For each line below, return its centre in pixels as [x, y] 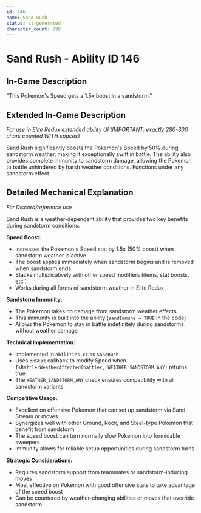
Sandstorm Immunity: [34, 299]
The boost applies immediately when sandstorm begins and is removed [104, 262]
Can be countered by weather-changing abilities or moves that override [104, 498]
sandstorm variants [39, 386]
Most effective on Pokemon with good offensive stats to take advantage [105, 485]
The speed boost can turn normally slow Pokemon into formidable [98, 435]
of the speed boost [39, 491]
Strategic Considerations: [39, 460]
